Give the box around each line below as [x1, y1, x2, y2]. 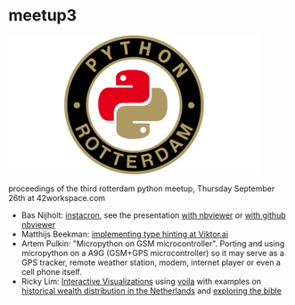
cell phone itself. [20, 266, 82, 277]
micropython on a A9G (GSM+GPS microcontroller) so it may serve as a [20, 247, 284, 258]
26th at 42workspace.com [8, 192, 106, 203]
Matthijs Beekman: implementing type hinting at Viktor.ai [20, 229, 229, 239]
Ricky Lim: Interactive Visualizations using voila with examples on [20, 276, 262, 286]
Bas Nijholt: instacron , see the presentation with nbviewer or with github [20, 210, 286, 221]
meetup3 [8, 5, 78, 26]
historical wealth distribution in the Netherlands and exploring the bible [20, 285, 283, 296]
